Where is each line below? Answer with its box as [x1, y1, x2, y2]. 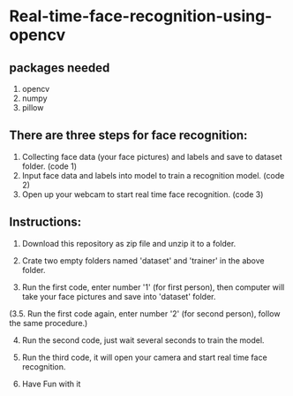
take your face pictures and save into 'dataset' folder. [21, 291, 216, 301]
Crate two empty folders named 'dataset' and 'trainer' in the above [21, 255, 265, 266]
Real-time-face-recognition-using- [9, 6, 273, 27]
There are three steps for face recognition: [9, 128, 248, 143]
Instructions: [9, 215, 82, 230]
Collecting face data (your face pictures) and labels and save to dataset [21, 151, 282, 162]
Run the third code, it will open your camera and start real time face [21, 352, 267, 362]
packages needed [9, 60, 110, 75]
